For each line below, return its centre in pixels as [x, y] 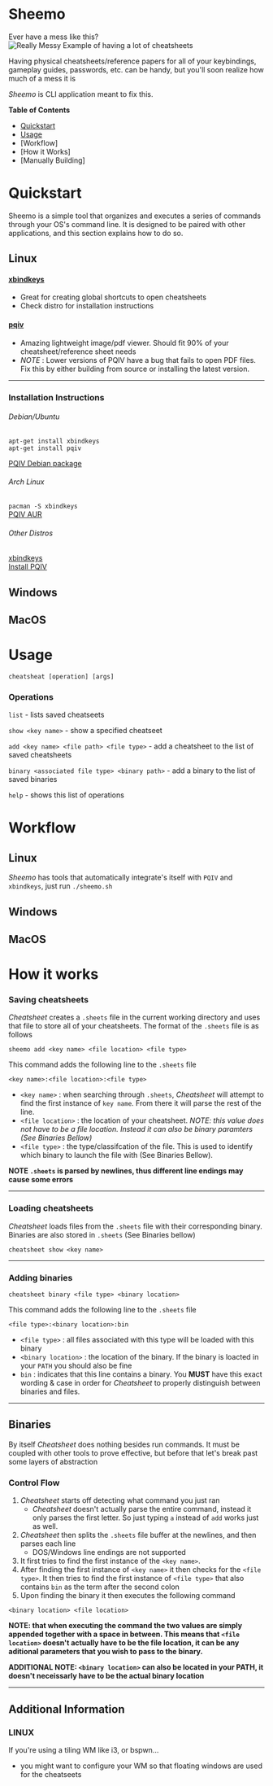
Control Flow [34, 1483]
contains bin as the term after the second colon [100, 1587]
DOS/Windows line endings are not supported [109, 1552]
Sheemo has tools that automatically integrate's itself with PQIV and [121, 878]
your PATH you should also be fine [76, 1366]
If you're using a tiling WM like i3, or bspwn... [84, 1749]
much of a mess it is [42, 78]
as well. [45, 1526]
